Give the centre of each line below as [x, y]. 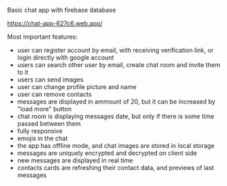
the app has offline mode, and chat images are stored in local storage [116, 146]
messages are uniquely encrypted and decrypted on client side [107, 153]
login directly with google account [66, 57]
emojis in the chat [42, 138]
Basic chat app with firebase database [61, 10]
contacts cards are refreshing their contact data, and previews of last [116, 168]
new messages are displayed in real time [75, 160]
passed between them [49, 123]
